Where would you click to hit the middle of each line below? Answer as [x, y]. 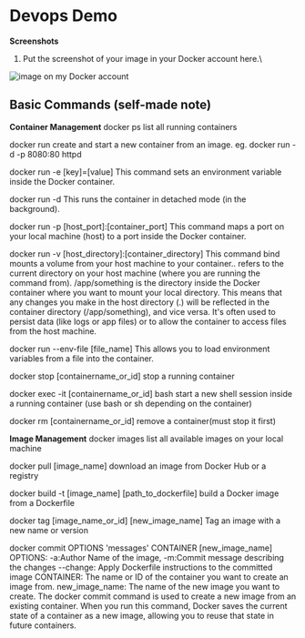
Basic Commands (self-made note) [111, 105]
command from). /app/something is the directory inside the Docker [135, 282]
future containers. [43, 625]
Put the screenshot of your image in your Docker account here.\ [142, 58]
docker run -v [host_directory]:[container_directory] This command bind [145, 253]
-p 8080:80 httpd [49, 154]
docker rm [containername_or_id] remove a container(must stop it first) [142, 420]
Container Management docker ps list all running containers [123, 127]
